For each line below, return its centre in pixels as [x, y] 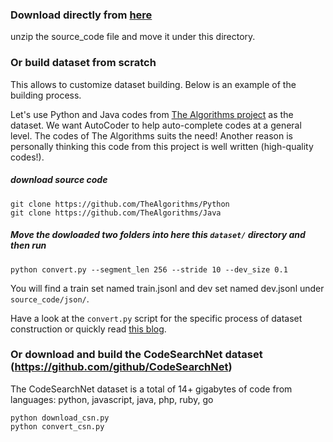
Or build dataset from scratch [83, 63]
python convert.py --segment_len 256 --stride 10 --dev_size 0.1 [149, 269]
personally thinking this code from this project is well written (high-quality [162, 146]
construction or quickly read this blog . [88, 329]
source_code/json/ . [50, 299]
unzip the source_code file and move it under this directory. [133, 37]
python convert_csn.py [57, 426]
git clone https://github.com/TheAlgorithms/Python [120, 204]
